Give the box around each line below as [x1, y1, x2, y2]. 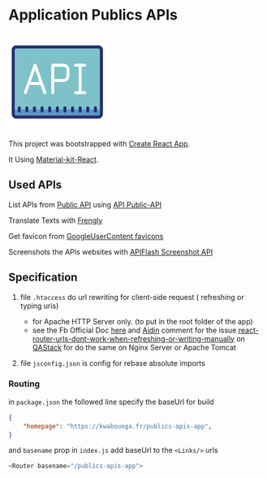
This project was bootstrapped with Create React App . [8, 138, 191, 148]
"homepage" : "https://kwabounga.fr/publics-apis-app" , [23, 422, 213, 430]
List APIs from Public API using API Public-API [8, 199, 162, 209]
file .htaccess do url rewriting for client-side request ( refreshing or [19, 292, 245, 302]
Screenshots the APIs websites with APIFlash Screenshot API [8, 246, 213, 257]
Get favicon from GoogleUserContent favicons [8, 231, 164, 241]
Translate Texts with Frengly [8, 215, 103, 225]
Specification [8, 271, 78, 285]
